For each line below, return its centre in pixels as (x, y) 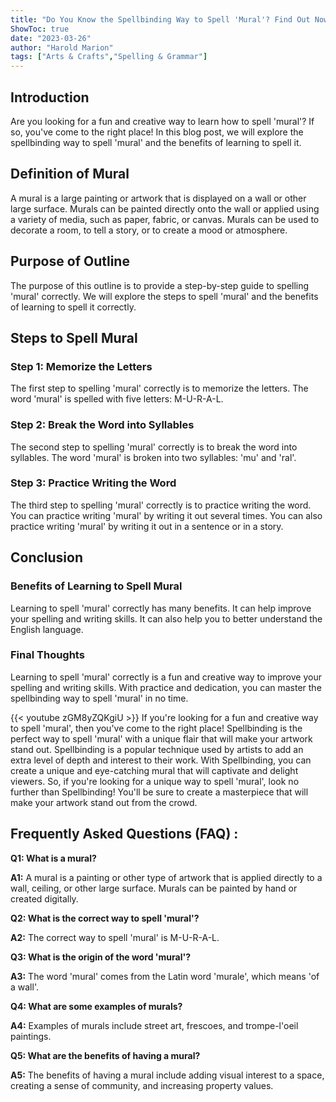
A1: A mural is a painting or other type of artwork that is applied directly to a (166, 877)
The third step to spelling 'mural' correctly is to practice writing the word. (161, 505)
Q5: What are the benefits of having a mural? (105, 1055)
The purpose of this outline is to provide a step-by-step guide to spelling (160, 285)
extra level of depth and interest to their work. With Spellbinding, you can (161, 760)
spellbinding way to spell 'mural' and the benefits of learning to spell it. (156, 142)
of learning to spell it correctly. (73, 307)
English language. (47, 629)
